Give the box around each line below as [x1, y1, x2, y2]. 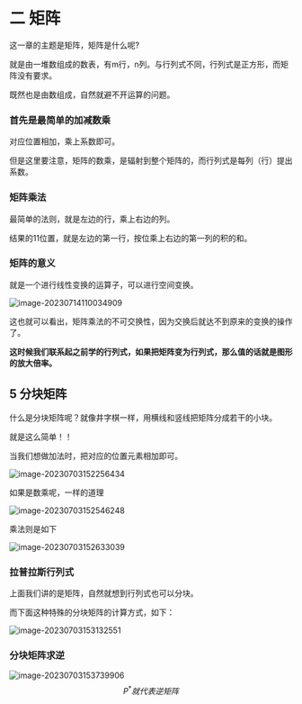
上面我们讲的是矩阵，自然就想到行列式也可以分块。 [9, 587, 199, 599]
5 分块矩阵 [9, 386, 67, 402]
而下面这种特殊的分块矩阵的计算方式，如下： [9, 607, 175, 618]
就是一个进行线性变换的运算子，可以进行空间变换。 [9, 279, 199, 290]
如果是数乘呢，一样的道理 [9, 487, 104, 498]
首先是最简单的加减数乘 [9, 113, 111, 126]
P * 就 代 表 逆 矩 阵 [122, 684, 180, 696]
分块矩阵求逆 [9, 649, 66, 662]
